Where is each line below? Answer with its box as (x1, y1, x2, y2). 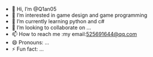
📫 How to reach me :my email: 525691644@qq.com (11, 31, 137, 37)
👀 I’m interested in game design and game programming (11, 12, 148, 19)
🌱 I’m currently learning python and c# (11, 18, 105, 24)
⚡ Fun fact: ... (11, 45, 44, 52)
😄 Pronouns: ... (11, 39, 50, 46)
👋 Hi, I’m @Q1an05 (11, 6, 57, 12)
